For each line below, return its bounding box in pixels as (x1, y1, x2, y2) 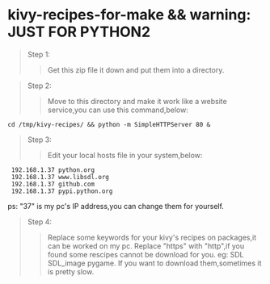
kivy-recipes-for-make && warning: (7, 6, 251, 24)
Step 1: (27, 49, 50, 59)
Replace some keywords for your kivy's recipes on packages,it (47, 232, 256, 242)
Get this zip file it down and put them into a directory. (47, 65, 225, 74)
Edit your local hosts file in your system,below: (47, 150, 203, 160)
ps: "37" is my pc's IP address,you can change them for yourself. (7, 201, 224, 211)
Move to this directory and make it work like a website (47, 96, 227, 106)
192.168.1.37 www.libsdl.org (11, 173, 110, 181)
